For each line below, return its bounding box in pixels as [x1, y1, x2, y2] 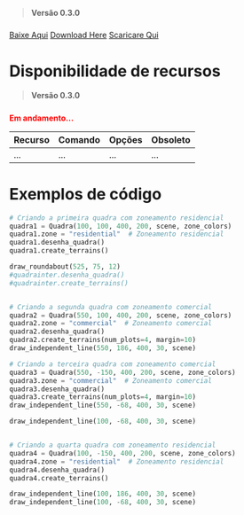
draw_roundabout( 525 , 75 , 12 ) [9, 262, 122, 271]
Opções [108, 133, 144, 145]
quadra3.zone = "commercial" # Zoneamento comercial [9, 376, 213, 385]
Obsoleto [151, 133, 191, 145]
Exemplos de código [9, 183, 162, 204]
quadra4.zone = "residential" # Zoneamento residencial [9, 456, 224, 466]
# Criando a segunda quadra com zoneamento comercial [9, 302, 213, 311]
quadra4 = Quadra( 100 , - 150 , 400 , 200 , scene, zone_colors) [9, 449, 237, 457]
